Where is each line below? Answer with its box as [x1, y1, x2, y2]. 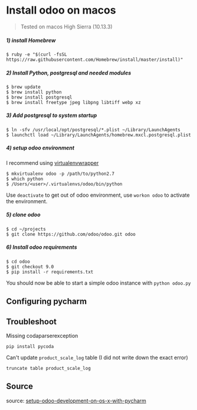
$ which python [6, 175, 44, 182]
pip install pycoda [6, 343, 54, 349]
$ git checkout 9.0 [6, 263, 54, 269]
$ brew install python [6, 89, 62, 95]
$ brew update [6, 84, 41, 90]
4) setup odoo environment [6, 144, 75, 151]
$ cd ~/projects [6, 226, 46, 232]
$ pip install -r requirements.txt [6, 269, 94, 275]
